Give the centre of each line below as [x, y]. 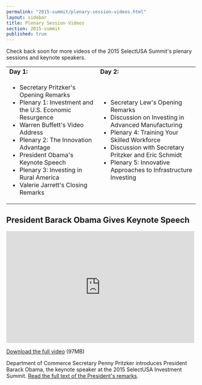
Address [31, 133]
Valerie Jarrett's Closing [54, 185]
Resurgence [37, 118]
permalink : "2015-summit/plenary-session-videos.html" [76, 12]
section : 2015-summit [33, 29]
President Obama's [47, 155]
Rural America [39, 178]
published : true [26, 34]
